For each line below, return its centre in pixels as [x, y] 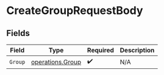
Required [101, 50]
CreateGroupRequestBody [75, 11]
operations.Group [56, 62]
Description [137, 50]
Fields [18, 33]
